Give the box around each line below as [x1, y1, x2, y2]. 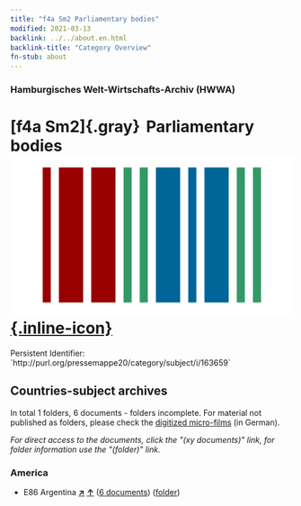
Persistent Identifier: [10, 348, 85, 358]
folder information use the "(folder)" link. [10, 444, 161, 455]
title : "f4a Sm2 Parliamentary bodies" [10, 14, 160, 23]
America [10, 466, 49, 479]
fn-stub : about [10, 52, 67, 62]
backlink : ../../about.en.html [10, 33, 128, 42]
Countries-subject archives [10, 384, 168, 399]
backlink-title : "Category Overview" [10, 43, 152, 52]
